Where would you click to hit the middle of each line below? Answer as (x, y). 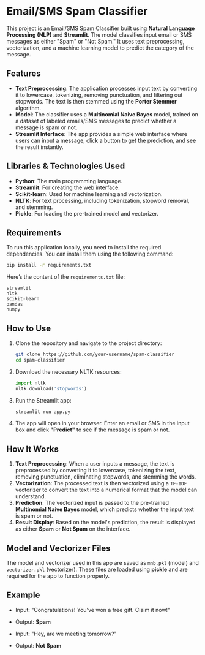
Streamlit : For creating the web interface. (68, 187)
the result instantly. (39, 147)
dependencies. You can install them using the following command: (90, 254)
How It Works (33, 449)
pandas (15, 305)
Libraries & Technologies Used (66, 166)
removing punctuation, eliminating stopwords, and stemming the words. (106, 477)
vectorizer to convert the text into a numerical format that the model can (106, 490)
